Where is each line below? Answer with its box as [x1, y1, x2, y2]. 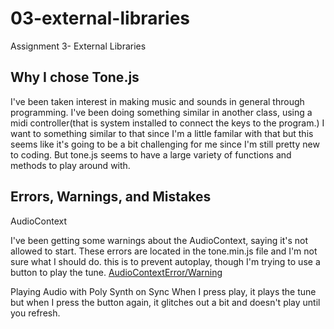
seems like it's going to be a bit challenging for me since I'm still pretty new [10, 138, 320, 150]
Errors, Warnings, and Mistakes [10, 188, 212, 206]
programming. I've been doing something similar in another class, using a [10, 106, 313, 118]
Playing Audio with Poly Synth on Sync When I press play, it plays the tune [10, 285, 317, 297]
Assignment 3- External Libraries [10, 40, 147, 52]
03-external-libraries [10, 7, 191, 30]
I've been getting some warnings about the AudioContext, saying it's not [10, 234, 309, 246]
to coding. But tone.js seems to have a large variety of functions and [10, 148, 292, 161]
